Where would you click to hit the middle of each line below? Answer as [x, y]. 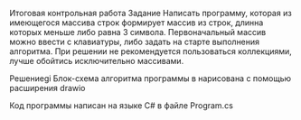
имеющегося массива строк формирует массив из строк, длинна [136, 23]
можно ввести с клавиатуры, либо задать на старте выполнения [135, 42]
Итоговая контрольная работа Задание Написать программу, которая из [150, 13]
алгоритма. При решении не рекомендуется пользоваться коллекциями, [150, 51]
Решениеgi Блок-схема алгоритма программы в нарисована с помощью [150, 78]
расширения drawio [47, 88]
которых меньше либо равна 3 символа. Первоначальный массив [138, 32]
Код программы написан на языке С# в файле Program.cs [121, 106]
